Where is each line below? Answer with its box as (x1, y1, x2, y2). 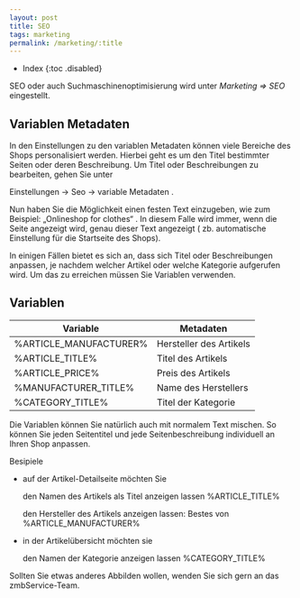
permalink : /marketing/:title (9, 38, 123, 48)
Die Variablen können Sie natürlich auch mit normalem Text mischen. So (9, 419, 277, 429)
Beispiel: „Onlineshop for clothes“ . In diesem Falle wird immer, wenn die (9, 214, 277, 225)
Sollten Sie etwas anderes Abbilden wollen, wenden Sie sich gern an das (9, 570, 279, 581)
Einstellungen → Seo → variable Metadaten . (9, 187, 174, 198)
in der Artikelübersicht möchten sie (22, 535, 153, 546)
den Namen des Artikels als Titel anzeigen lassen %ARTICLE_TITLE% (22, 491, 280, 501)
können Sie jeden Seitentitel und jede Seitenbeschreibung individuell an (9, 428, 276, 439)
